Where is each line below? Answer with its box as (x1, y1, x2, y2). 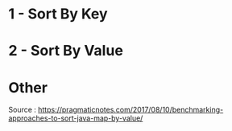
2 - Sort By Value (8, 42, 123, 60)
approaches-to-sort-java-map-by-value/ (8, 113, 143, 123)
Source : (8, 105, 36, 115)
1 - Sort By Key (8, 5, 108, 23)
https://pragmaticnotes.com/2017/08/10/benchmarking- (37, 105, 224, 115)
